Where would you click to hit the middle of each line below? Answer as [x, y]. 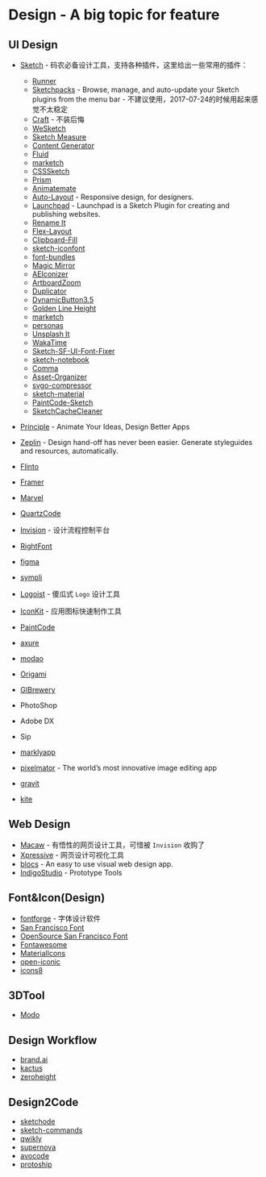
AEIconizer [50, 274]
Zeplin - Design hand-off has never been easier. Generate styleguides [136, 442]
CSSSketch [51, 171]
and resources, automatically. [69, 451]
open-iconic [40, 962]
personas [48, 325]
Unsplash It [51, 334]
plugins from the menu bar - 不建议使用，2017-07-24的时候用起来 [141, 99]
